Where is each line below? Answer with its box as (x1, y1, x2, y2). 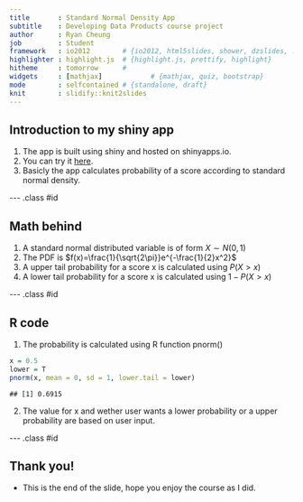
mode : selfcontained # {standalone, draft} (9, 80, 207, 89)
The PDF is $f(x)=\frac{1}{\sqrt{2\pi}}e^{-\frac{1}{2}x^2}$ (22, 252, 237, 263)
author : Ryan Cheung (9, 30, 111, 39)
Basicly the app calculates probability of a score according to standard (22, 165, 286, 176)
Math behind (9, 218, 83, 234)
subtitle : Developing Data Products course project (9, 22, 224, 31)
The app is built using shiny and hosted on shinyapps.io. (22, 146, 232, 157)
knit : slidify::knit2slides (9, 88, 147, 98)
